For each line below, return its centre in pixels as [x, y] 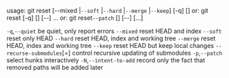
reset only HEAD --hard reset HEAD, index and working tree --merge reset [111, 38]
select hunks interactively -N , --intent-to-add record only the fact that [106, 60]
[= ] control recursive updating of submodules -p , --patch [142, 53]
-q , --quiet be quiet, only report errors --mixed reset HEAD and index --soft [114, 31]
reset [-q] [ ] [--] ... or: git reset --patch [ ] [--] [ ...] [75, 18]
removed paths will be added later [55, 67]
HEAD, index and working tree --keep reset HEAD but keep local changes [110, 45]
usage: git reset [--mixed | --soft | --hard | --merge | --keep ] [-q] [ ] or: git [107, 11]
